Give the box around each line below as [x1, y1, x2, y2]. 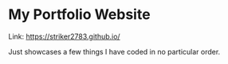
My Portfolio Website [8, 6, 151, 24]
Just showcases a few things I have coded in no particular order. [8, 47, 221, 56]
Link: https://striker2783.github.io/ [8, 32, 121, 41]
